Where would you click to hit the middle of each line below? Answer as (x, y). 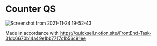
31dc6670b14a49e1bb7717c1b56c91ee (46, 38)
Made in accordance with (32, 33)
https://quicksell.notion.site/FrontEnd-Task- (106, 33)
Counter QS (31, 9)
